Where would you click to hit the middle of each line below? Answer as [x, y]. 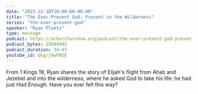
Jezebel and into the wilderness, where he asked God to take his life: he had [99, 78]
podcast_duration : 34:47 [37, 50]
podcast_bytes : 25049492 [37, 45]
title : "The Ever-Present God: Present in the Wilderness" [80, 17]
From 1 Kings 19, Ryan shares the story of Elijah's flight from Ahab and [91, 72]
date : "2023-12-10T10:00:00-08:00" [50, 11]
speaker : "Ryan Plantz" [35, 28]
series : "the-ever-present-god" [46, 22]
